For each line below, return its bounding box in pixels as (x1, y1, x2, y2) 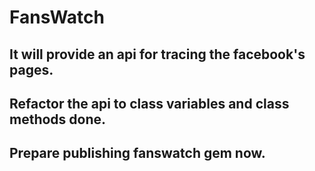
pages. (9, 61, 54, 78)
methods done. (9, 111, 107, 128)
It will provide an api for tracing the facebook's (9, 46, 306, 63)
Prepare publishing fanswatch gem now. (9, 145, 266, 162)
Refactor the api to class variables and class (9, 95, 290, 112)
